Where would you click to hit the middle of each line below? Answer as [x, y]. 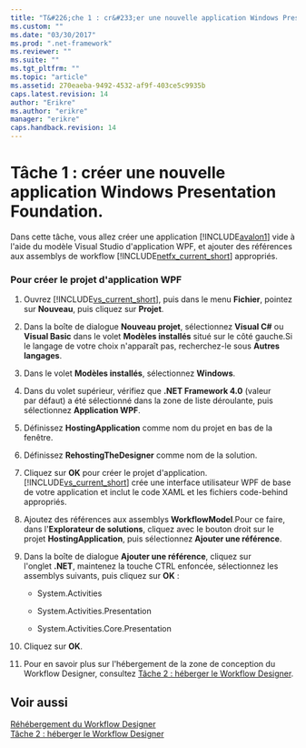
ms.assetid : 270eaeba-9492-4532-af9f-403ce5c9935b [108, 86]
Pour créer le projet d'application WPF [96, 279]
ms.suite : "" [35, 60]
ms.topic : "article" [49, 77]
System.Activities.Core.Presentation [104, 629]
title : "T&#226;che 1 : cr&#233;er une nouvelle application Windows [145, 18]
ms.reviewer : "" [41, 52]
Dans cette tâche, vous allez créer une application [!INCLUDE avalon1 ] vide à [153, 237]
